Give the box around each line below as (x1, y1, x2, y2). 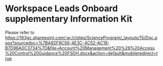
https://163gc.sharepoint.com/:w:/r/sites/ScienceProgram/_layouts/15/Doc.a (5, 35, 157, 41)
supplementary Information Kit (5, 13, 133, 24)
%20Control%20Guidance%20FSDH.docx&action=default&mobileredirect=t (5, 50, 158, 56)
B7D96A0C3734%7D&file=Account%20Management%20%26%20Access (5, 45, 155, 51)
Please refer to (5, 29, 35, 35)
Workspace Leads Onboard (5, 3, 118, 14)
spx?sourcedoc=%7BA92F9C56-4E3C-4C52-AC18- (5, 40, 110, 45)
